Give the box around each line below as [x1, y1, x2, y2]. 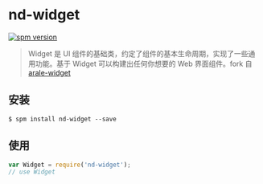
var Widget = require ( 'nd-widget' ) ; [8, 161, 131, 169]
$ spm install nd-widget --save [8, 115, 117, 123]
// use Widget [8, 168, 56, 176]
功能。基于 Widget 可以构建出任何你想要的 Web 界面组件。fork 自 [35, 59, 253, 68]
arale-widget [27, 67, 71, 77]
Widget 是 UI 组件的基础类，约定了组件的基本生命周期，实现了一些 [27, 48, 249, 58]
